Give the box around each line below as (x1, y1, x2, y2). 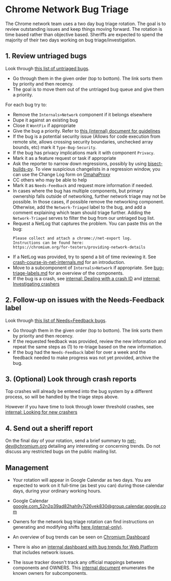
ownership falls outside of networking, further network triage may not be (12, 193, 166, 199)
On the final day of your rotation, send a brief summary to (5, 438, 127, 444)
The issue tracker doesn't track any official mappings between (12, 559, 144, 565)
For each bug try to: (5, 101, 47, 108)
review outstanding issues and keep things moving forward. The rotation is (5, 26, 162, 32)
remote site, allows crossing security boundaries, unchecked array (12, 138, 153, 144)
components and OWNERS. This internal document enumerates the (12, 565, 155, 571)
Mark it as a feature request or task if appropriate (12, 155, 116, 161)
